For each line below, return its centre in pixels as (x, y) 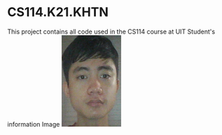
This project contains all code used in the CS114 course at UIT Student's (111, 31)
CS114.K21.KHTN (58, 12)
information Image (34, 124)
